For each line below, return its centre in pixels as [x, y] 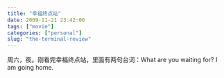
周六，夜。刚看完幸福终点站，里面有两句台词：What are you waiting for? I [112, 60]
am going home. [31, 68]
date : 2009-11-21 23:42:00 [46, 20]
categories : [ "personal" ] [44, 33]
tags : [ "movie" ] [31, 26]
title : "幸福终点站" [34, 13]
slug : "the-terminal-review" [49, 39]
